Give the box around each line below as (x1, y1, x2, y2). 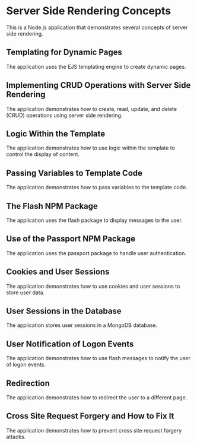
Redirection (6, 378, 50, 388)
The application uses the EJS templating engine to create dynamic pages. (6, 63, 186, 70)
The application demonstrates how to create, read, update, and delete (6, 105, 177, 112)
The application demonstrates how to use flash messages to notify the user (6, 355, 191, 362)
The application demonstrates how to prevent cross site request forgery (6, 427, 182, 434)
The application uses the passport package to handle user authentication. (6, 249, 187, 256)
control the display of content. (6, 151, 80, 158)
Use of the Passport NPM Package (6, 234, 136, 244)
